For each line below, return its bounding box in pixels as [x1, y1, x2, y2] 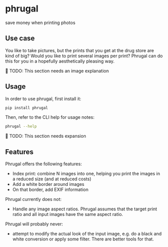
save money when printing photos [5, 20, 76, 26]
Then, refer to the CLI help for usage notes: [5, 114, 95, 120]
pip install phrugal [5, 105, 49, 110]
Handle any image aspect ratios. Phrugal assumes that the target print [12, 206, 157, 212]
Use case [5, 34, 35, 43]
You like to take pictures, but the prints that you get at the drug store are [5, 47, 154, 53]
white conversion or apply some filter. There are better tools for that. [12, 236, 154, 242]
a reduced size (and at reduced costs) [12, 176, 92, 182]
